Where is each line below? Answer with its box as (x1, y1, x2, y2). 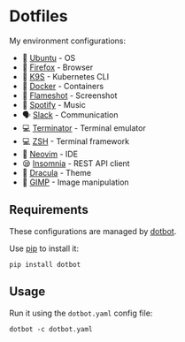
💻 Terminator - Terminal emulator (21, 122, 146, 133)
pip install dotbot (9, 260, 81, 269)
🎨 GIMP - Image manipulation (21, 177, 130, 187)
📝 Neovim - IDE (21, 148, 78, 159)
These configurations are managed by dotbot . (9, 225, 177, 236)
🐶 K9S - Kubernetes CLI (21, 71, 110, 81)
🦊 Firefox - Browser (21, 62, 94, 72)
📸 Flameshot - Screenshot (21, 90, 118, 101)
